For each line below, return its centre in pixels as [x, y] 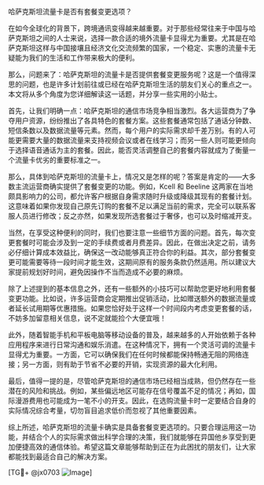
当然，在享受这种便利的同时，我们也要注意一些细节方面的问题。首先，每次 [128, 233]
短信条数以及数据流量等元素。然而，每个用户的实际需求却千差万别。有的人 [128, 130]
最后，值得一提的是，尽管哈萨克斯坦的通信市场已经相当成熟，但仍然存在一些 [132, 381]
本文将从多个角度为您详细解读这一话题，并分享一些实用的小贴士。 [115, 94]
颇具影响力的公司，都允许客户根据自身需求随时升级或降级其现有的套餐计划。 [132, 196]
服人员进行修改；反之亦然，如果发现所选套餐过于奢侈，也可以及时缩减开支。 [132, 216]
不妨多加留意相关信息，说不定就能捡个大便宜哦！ [87, 318]
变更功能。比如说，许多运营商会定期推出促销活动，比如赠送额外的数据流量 [128, 298]
